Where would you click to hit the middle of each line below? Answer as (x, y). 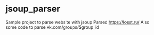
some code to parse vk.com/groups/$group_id (52, 27)
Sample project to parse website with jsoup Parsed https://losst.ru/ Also (77, 22)
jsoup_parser (33, 9)
